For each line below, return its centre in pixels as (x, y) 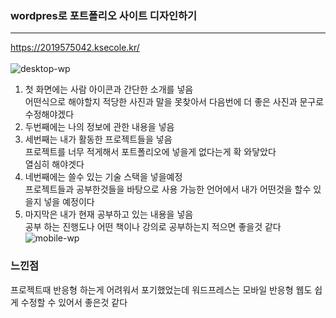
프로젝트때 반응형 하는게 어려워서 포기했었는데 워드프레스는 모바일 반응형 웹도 (161, 289)
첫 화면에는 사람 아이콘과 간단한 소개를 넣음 (109, 89)
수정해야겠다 (49, 114)
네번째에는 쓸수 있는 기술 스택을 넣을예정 (103, 177)
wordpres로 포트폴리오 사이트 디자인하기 (104, 15)
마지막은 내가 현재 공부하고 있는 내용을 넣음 (109, 214)
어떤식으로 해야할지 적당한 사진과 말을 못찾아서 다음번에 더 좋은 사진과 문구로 (174, 102)
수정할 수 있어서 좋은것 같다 (74, 302)
